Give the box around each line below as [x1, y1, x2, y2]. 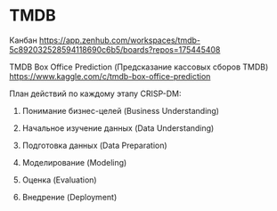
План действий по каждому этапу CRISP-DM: [9, 88, 182, 99]
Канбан [9, 35, 37, 45]
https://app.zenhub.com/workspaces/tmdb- [38, 35, 200, 45]
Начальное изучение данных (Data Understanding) [21, 122, 215, 134]
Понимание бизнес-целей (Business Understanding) [21, 105, 220, 116]
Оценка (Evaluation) [21, 174, 97, 185]
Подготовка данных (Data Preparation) [21, 140, 167, 150]
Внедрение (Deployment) [21, 191, 118, 202]
